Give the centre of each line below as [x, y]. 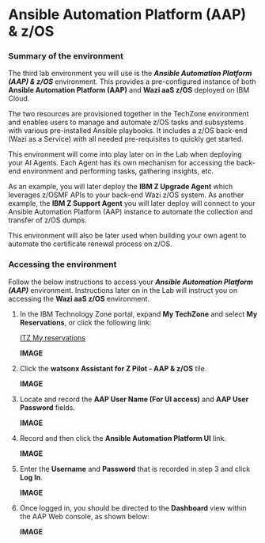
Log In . [31, 477]
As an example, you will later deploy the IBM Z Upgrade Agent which [121, 187]
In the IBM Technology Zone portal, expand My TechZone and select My [138, 313]
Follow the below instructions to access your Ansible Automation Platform [131, 282]
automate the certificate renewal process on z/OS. [90, 244]
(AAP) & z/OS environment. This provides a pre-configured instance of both [132, 82]
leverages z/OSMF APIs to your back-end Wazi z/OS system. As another [126, 195]
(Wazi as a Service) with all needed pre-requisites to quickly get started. [126, 139]
